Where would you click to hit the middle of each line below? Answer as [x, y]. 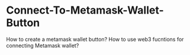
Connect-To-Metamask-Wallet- [85, 10]
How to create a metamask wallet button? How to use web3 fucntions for [95, 39]
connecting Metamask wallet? [43, 46]
